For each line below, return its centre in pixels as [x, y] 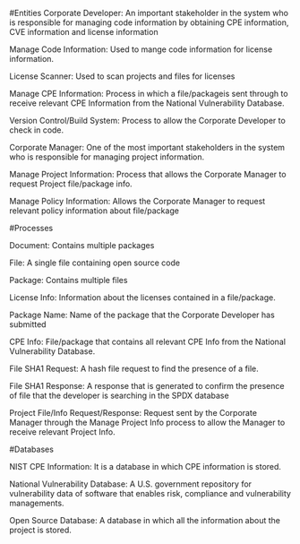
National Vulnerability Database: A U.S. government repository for [131, 484]
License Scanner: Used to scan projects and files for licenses [122, 76]
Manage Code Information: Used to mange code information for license [141, 49]
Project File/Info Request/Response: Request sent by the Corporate [133, 413]
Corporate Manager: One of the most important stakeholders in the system [147, 147]
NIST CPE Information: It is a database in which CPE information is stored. [146, 466]
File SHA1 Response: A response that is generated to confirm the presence [147, 386]
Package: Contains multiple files [69, 280]
